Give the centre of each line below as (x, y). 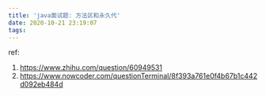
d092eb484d (41, 84)
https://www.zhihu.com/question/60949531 (91, 68)
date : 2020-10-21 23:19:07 (53, 23)
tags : (17, 30)
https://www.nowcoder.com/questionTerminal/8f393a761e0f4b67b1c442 (139, 76)
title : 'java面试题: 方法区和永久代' (65, 15)
